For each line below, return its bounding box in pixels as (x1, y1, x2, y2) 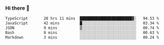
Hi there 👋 (5, 5, 30, 12)
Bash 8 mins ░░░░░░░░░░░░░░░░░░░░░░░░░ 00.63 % (5, 30, 159, 35)
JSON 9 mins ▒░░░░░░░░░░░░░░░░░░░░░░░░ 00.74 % (5, 25, 159, 31)
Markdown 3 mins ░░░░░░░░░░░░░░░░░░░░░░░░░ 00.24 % (5, 35, 159, 40)
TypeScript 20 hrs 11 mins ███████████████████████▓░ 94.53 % (5, 16, 159, 21)
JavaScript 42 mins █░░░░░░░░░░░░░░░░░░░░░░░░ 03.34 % (5, 21, 159, 26)
